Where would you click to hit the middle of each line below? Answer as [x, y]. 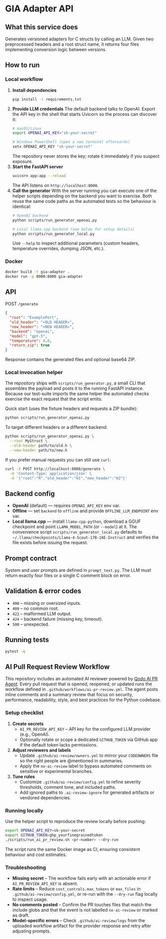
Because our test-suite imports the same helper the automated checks [77, 394]
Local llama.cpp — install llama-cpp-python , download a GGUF [77, 521]
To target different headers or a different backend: [56, 427]
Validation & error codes [43, 591]
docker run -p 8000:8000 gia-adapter [44, 277]
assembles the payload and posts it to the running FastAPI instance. [74, 388]
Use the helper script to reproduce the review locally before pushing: [76, 821]
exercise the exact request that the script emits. [54, 399]
